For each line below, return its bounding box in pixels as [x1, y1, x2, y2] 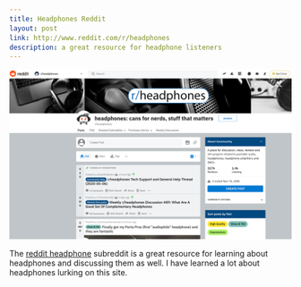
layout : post [9, 23, 58, 33]
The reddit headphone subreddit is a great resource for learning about [9, 248, 269, 258]
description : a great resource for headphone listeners [9, 43, 222, 52]
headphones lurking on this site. [9, 266, 128, 277]
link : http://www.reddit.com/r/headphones [9, 33, 170, 42]
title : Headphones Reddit [9, 14, 106, 23]
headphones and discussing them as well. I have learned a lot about [9, 257, 260, 268]
